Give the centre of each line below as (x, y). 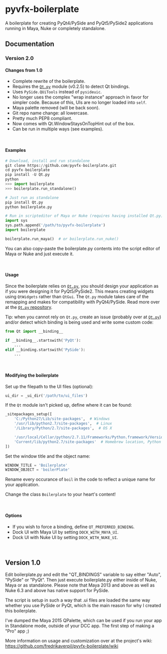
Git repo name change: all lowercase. (50, 113)
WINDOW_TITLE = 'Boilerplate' (37, 465)
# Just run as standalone (32, 198)
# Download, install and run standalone (48, 161)
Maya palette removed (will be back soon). (56, 108)
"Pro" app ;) (17, 631)
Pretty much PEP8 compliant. (42, 118)
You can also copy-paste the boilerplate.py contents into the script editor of (83, 248)
